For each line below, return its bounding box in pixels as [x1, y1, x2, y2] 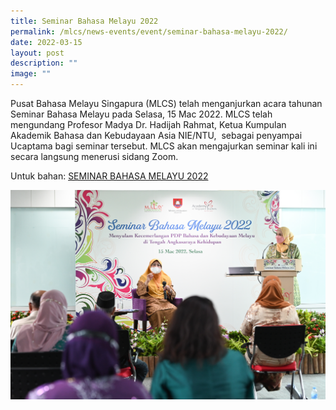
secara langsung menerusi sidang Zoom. [10, 151, 179, 162]
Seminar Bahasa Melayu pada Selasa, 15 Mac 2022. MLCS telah [10, 108, 273, 120]
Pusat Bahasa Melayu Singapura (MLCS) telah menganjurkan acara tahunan [10, 98, 323, 109]
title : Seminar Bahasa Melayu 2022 [10, 16, 159, 26]
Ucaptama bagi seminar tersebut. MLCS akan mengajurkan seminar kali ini [10, 140, 318, 152]
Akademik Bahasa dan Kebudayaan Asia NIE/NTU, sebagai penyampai [10, 130, 303, 141]
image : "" [10, 69, 52, 79]
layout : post [10, 48, 65, 58]
